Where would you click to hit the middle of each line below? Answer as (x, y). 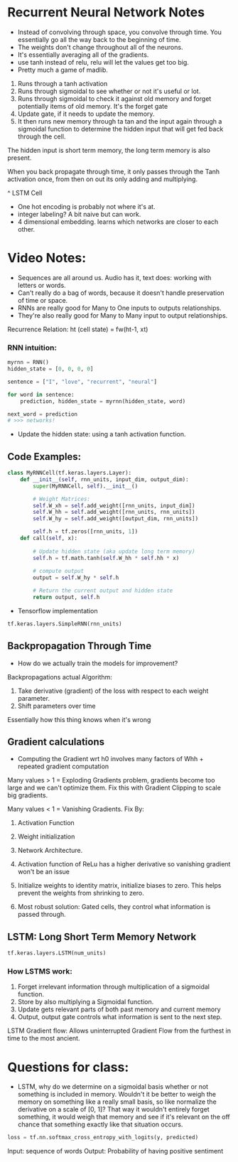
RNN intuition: (32, 348)
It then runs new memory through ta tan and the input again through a (120, 121)
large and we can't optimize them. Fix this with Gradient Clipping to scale (114, 788)
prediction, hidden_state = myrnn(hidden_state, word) (103, 401)
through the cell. (42, 136)
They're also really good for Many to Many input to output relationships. (123, 315)
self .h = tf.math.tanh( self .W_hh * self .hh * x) (106, 558)
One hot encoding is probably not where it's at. (86, 206)
